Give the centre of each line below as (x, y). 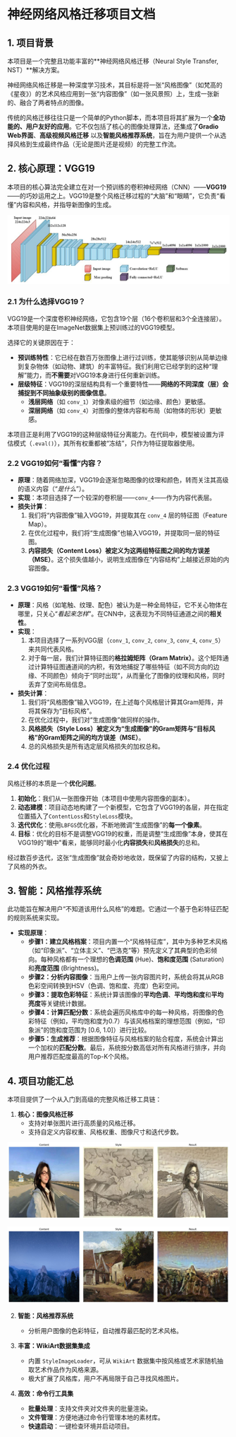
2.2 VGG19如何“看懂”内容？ (55, 463)
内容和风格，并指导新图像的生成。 (66, 204)
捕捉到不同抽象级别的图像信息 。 (64, 392)
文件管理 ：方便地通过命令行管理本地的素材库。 (96, 1417)
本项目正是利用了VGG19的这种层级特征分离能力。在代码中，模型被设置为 (113, 434)
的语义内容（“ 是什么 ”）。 (53, 489)
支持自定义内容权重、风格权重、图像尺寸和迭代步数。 (105, 1132)
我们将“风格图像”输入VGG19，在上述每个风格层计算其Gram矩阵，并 (126, 702)
